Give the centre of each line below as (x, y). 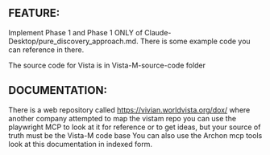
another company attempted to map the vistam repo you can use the (122, 118)
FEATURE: (34, 13)
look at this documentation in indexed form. (81, 144)
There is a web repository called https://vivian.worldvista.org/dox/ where (129, 110)
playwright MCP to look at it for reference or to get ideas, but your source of (135, 127)
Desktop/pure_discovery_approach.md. (73, 41)
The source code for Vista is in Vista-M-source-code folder (107, 65)
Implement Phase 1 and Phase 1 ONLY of (76, 32)
